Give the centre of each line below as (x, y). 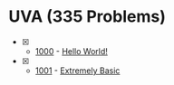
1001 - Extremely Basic (77, 71)
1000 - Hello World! (71, 51)
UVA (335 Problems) (87, 17)
